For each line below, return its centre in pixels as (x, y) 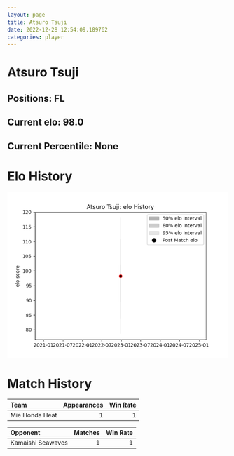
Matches (87, 433)
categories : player (36, 37)
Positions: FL (36, 98)
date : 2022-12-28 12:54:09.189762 (58, 29)
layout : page (26, 15)
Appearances (83, 405)
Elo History (40, 176)
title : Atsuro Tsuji (37, 22)
